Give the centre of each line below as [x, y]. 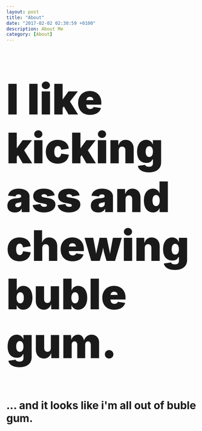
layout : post [23, 12]
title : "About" [25, 18]
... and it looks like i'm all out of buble [101, 405]
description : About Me [35, 29]
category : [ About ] [29, 35]
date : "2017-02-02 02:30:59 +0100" [51, 23]
